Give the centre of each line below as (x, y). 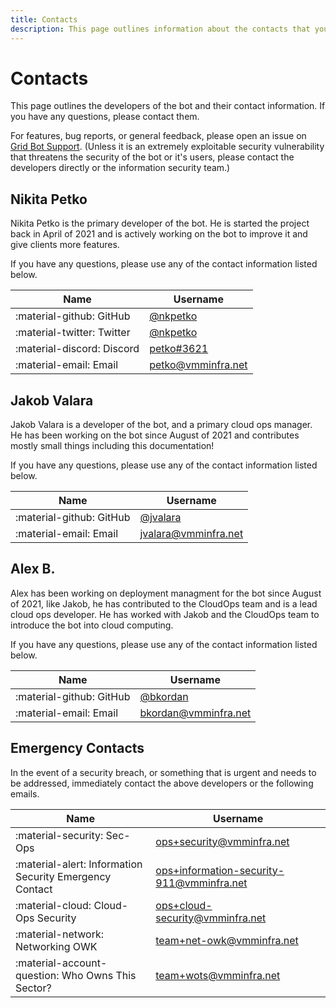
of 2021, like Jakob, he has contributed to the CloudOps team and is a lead (164, 603)
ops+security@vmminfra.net (222, 841)
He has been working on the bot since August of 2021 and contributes (155, 435)
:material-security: (59, 835)
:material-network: (59, 934)
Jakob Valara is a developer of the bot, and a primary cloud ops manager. (161, 425)
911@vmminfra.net (201, 883)
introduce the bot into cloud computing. (92, 625)
